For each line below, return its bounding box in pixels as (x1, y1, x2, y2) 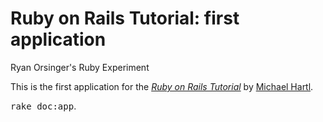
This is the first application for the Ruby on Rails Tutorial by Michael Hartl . (10, 80, 314, 92)
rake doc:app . (10, 100, 77, 112)
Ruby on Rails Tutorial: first (10, 7, 240, 30)
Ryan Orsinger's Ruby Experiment (10, 61, 150, 73)
